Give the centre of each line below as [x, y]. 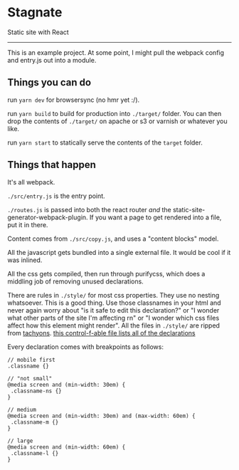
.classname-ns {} [36, 391]
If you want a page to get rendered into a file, [155, 217]
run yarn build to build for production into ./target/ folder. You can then [115, 113]
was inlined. [25, 260]
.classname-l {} [34, 453]
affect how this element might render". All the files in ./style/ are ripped [114, 325]
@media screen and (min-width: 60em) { [67, 447]
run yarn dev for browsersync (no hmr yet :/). [74, 100]
